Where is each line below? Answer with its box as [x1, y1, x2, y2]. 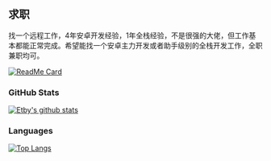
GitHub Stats [8, 87, 60, 98]
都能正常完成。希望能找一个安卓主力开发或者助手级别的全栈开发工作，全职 [15, 40, 263, 50]
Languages [8, 126, 54, 137]
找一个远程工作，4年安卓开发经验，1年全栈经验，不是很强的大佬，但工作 [8, 31, 249, 40]
